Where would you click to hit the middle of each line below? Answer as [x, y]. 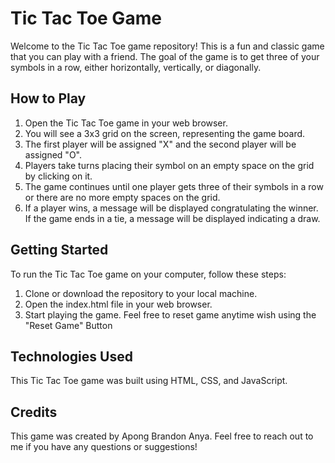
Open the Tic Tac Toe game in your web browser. [126, 123]
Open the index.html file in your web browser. [118, 304]
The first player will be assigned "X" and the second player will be [160, 144]
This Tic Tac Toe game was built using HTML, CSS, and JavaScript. [149, 381]
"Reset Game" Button [68, 325]
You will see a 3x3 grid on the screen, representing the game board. [165, 133]
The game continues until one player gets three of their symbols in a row [174, 186]
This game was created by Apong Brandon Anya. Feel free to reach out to [162, 436]
